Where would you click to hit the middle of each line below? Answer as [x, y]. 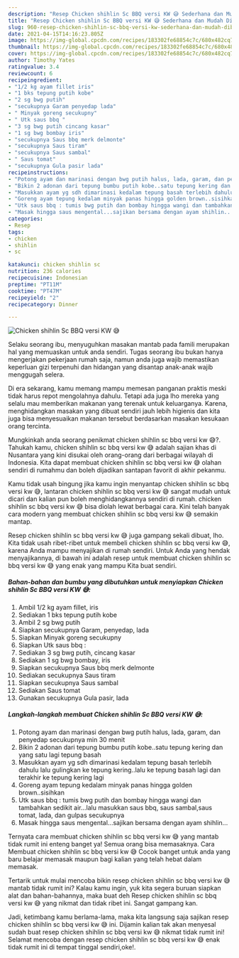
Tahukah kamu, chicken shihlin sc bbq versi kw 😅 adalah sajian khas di [112, 448]
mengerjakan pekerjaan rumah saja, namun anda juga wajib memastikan [113, 360]
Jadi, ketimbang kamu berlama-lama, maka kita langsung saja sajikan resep [118, 917]
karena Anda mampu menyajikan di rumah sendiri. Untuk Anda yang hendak [119, 551]
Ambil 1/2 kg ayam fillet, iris [58, 608]
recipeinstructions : [39, 172]
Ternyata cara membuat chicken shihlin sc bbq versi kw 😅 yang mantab [113, 836]
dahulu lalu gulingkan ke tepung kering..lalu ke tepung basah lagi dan [119, 770]
